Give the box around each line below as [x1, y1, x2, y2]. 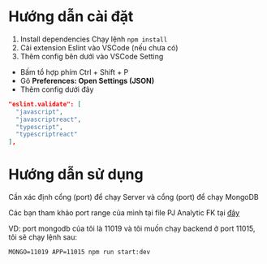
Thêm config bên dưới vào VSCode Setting [19, 51, 164, 61]
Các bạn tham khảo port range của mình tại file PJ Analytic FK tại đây [8, 208, 240, 218]
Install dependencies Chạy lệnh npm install [19, 34, 168, 44]
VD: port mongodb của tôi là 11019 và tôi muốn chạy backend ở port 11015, [8, 223, 256, 234]
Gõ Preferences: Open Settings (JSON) [19, 76, 155, 85]
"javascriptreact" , [15, 115, 82, 123]
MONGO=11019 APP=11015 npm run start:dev [8, 248, 151, 257]
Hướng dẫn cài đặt [8, 7, 134, 26]
